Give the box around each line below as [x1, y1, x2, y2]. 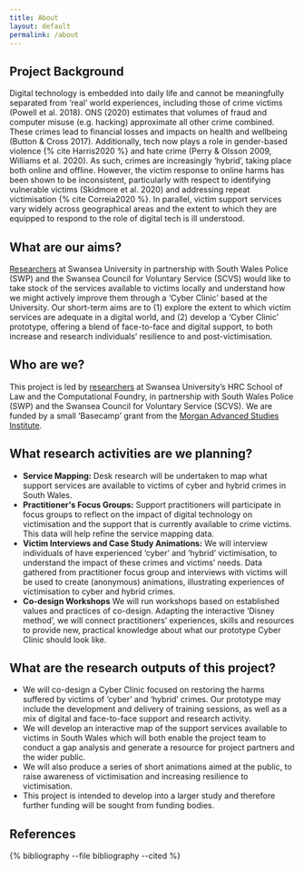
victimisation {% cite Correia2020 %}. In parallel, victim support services [9, 194, 282, 205]
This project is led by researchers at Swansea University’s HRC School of [9, 381, 283, 392]
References [9, 826, 76, 842]
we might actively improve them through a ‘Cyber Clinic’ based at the [9, 292, 268, 303]
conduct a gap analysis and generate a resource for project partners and [22, 742, 295, 753]
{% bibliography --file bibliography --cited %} [9, 850, 181, 862]
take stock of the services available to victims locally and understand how [9, 283, 286, 293]
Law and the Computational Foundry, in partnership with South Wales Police [9, 391, 294, 402]
